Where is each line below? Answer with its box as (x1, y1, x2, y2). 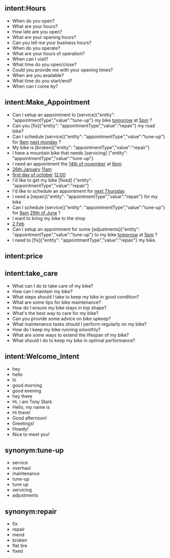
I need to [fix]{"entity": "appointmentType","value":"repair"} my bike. (12, 237, 157, 243)
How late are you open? (12, 28, 62, 35)
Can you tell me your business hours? (12, 39, 92, 46)
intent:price (5, 252, 43, 261)
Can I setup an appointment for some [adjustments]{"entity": (12, 226, 140, 232)
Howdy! (12, 426, 29, 432)
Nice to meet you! (12, 431, 50, 437)
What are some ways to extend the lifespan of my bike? (12, 332, 129, 338)
